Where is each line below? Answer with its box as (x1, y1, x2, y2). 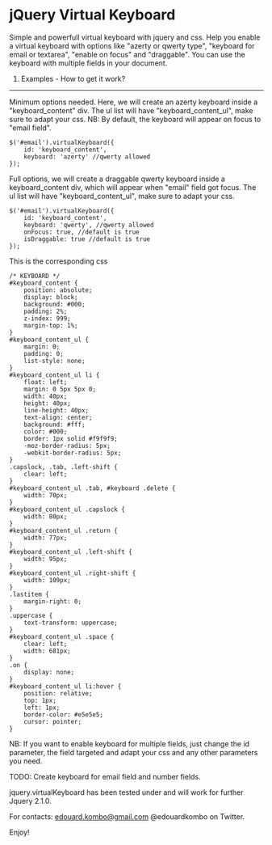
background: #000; (23, 300, 86, 308)
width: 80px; (23, 512, 68, 521)
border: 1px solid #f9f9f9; (23, 434, 118, 442)
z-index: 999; (23, 314, 71, 323)
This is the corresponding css (9, 256, 108, 266)
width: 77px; (23, 534, 68, 542)
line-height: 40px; (23, 406, 90, 414)
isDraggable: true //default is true (23, 234, 151, 243)
